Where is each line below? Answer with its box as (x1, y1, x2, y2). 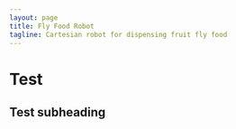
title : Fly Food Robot (9, 22, 95, 31)
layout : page (9, 13, 59, 23)
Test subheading (9, 105, 106, 120)
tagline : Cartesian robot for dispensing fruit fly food (9, 30, 228, 39)
